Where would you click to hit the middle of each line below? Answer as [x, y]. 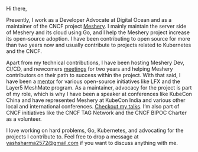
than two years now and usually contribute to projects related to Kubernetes [99, 45]
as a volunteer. [24, 119]
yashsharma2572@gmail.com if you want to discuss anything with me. [92, 143]
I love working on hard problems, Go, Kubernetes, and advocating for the [95, 130]
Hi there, [17, 9]
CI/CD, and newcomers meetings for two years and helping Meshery [90, 69]
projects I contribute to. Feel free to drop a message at [72, 137]
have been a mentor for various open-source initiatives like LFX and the [93, 81]
